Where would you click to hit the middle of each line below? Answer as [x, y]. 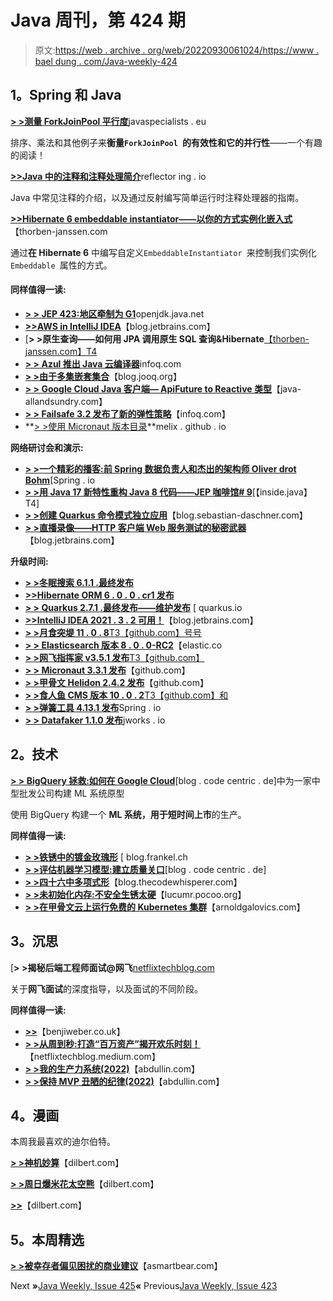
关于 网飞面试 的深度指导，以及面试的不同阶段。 [106, 988]
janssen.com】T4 [61, 351]
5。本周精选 [47, 1239]
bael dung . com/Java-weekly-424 [106, 61]
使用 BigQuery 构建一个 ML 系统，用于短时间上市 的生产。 [128, 814]
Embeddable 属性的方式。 [61, 265]
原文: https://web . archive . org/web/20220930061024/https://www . [177, 50]
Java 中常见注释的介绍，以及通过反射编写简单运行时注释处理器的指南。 [157, 197]
